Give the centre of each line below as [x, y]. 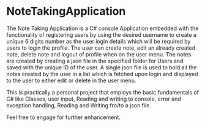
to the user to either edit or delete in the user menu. [71, 80]
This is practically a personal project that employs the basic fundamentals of [103, 92]
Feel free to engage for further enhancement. [64, 117]
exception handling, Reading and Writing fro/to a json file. [79, 105]
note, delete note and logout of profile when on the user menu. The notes [99, 54]
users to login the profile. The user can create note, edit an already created [101, 48]
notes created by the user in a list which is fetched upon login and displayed [102, 74]
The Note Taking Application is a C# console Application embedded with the [102, 28]
